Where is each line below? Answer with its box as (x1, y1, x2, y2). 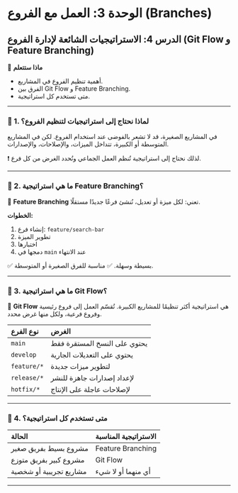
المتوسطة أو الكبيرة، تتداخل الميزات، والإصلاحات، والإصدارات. (7, 140, 169, 148)
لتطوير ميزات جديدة (50, 361, 110, 371)
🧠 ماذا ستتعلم (7, 63, 43, 72)
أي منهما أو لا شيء (95, 467, 151, 477)
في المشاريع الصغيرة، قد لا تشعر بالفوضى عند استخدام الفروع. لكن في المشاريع (7, 133, 217, 141)
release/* (11, 374, 44, 382)
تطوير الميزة (17, 232, 51, 240)
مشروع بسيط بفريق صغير (11, 443, 89, 453)
